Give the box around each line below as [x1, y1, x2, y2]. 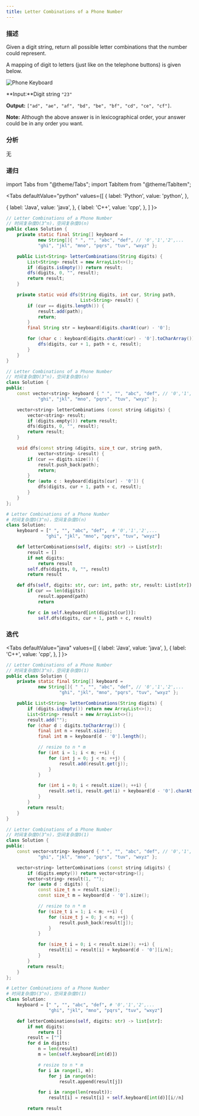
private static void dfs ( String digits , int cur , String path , [17, 292, 176, 298]
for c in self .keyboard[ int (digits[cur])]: [27, 610, 136, 616]
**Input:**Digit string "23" [6, 90, 72, 97]
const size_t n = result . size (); [37, 887, 120, 893]
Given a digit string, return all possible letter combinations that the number [6, 43, 188, 51]
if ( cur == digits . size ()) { [27, 456, 99, 462]
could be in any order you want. [6, 119, 84, 127]
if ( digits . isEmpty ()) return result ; [27, 264, 123, 270]
